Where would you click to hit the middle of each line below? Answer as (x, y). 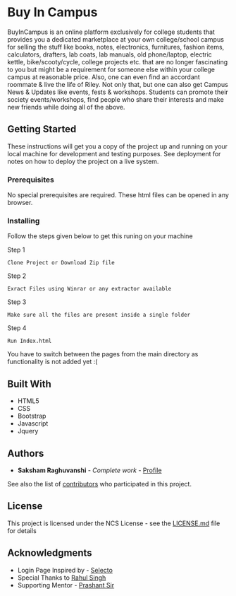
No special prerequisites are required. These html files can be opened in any (118, 195)
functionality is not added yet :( (52, 362)
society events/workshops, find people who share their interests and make (116, 99)
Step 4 (17, 328)
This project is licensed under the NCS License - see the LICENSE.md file (114, 523)
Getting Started (42, 129)
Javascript (33, 423)
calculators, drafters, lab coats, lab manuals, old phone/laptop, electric (110, 54)
